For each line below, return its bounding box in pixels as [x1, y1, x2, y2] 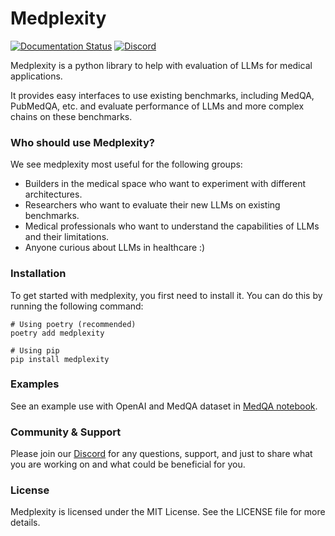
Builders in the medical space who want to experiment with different [24, 178, 307, 190]
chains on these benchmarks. [10, 110, 133, 122]
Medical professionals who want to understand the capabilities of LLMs [24, 220, 320, 232]
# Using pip [10, 345, 60, 356]
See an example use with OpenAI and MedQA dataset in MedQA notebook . [10, 400, 318, 412]
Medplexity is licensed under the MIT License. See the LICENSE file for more [10, 506, 326, 518]
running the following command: [10, 300, 144, 312]
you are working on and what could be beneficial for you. [10, 458, 246, 471]
